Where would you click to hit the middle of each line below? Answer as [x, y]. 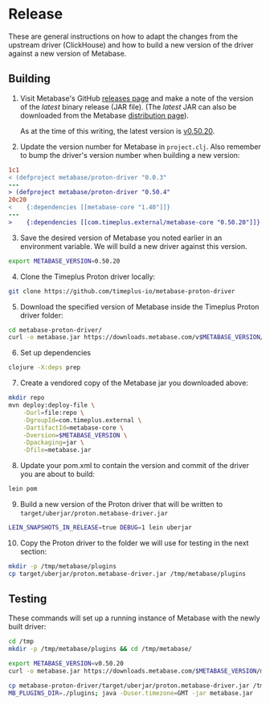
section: [33, 551]
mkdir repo [27, 398]
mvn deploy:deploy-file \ [51, 405]
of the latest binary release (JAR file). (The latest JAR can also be [128, 106]
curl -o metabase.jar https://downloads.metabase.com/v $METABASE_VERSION [135, 338]
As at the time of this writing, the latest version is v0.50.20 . [117, 131]
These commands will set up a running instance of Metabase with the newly [134, 618]
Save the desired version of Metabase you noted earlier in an [121, 238]
